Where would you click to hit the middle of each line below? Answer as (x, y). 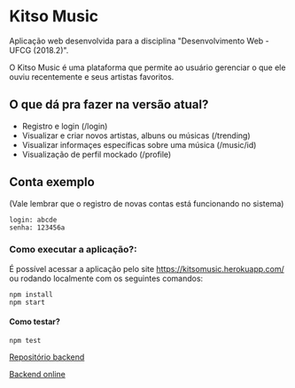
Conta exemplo (52, 182)
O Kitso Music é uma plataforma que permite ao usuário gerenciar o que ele (147, 67)
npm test (25, 341)
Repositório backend (47, 357)
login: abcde (33, 220)
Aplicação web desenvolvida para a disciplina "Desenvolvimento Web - (140, 41)
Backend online (38, 375)
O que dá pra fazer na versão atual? (109, 105)
